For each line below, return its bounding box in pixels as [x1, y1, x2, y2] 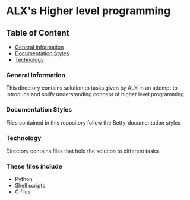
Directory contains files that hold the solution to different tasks [6, 147, 159, 154]
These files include [6, 162, 62, 170]
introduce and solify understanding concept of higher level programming [6, 91, 184, 98]
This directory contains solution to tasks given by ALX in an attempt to [6, 84, 178, 91]
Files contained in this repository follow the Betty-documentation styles [6, 119, 181, 126]
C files [14, 188, 31, 195]
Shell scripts [14, 182, 46, 189]
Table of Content [6, 28, 69, 38]
